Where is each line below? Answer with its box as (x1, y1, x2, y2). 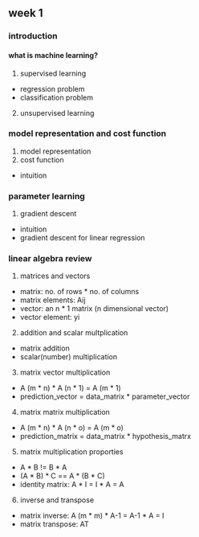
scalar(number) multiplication (19, 352, 118, 362)
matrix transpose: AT (19, 519, 90, 529)
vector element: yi (19, 313, 80, 322)
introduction (8, 31, 58, 42)
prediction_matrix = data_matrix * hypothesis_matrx (19, 432, 191, 441)
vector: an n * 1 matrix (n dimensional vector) (19, 304, 169, 314)
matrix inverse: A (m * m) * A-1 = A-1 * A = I (19, 510, 164, 521)
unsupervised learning (19, 108, 95, 117)
